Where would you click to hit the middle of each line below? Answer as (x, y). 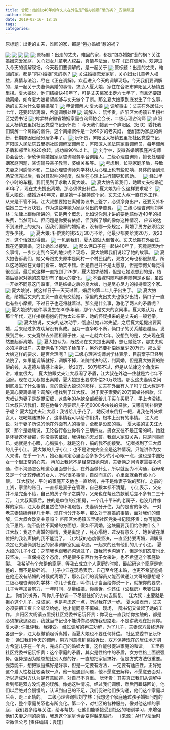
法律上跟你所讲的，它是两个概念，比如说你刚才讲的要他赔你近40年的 (86, 214)
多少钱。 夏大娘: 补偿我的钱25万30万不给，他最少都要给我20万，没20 (86, 233)
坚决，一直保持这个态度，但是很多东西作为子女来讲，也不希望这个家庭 (82, 557)
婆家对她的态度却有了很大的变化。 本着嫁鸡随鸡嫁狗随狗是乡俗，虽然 (89, 278)
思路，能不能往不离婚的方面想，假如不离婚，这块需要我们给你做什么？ (87, 525)
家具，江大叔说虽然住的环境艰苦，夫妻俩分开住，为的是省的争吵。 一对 (88, 507)
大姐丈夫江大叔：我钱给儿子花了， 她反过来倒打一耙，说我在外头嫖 (93, 411)
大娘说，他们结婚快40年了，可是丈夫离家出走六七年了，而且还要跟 (92, 93)
